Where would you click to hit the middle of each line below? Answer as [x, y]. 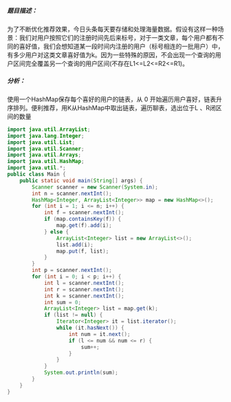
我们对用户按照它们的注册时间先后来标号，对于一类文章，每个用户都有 [118, 37]
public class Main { [37, 174]
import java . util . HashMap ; [46, 162]
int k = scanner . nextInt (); [84, 296]
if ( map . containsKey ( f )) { [82, 219]
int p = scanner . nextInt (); [72, 271]
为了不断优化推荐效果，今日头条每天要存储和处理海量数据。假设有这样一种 [112, 29]
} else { [56, 232]
